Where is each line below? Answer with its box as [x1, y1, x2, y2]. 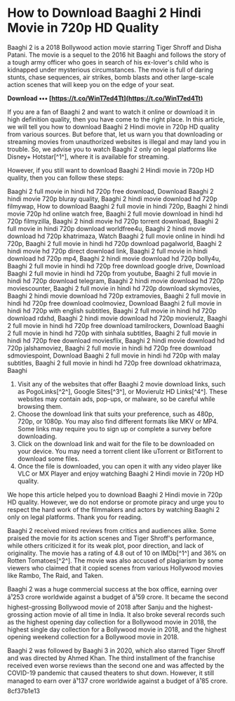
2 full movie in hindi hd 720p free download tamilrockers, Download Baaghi [7, 321, 224, 329]
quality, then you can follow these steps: [7, 173, 124, 182]
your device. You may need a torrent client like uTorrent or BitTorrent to [17, 447, 223, 455]
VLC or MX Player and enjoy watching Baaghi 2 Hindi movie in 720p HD [17, 469, 224, 478]
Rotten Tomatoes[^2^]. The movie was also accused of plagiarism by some [7, 556, 224, 565]
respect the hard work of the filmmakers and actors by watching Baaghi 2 [7, 505, 220, 513]
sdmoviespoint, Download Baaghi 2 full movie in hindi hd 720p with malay [7, 351, 220, 360]
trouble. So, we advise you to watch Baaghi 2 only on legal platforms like [7, 145, 217, 153]
